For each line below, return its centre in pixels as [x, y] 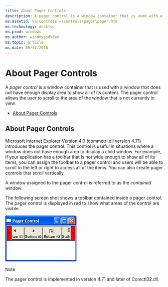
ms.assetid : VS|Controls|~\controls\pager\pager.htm [61, 21]
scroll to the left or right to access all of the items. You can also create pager [84, 167]
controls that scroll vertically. [35, 173]
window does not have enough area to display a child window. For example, [83, 151]
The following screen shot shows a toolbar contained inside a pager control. [84, 198]
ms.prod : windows [23, 32]
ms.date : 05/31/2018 [27, 48]
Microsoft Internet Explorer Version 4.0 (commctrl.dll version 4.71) [73, 141]
